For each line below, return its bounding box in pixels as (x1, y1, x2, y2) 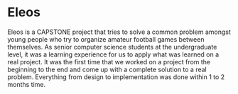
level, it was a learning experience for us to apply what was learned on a (7, 50, 220, 59)
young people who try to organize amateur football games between (7, 35, 205, 43)
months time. (7, 80, 46, 88)
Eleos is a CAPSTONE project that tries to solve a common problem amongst (7, 28, 231, 36)
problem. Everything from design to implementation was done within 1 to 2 (7, 72, 225, 81)
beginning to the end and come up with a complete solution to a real (7, 65, 207, 74)
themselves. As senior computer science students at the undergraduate (7, 42, 217, 51)
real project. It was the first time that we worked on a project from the (7, 57, 211, 66)
